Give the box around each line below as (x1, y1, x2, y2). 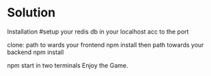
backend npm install (7, 48, 64, 56)
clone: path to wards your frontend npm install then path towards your (7, 40, 204, 49)
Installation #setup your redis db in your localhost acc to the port (7, 27, 189, 36)
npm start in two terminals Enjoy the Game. (7, 61, 128, 69)
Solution (7, 5, 56, 21)
